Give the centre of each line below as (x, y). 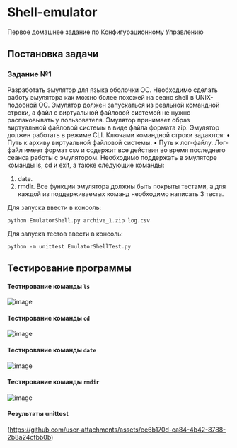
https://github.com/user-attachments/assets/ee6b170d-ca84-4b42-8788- (118, 430)
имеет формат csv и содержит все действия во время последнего (125, 150)
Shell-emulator (52, 12)
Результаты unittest (38, 414)
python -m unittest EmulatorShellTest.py (69, 246)
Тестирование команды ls (49, 286)
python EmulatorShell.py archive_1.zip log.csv (79, 220)
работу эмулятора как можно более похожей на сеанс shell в (101, 97)
